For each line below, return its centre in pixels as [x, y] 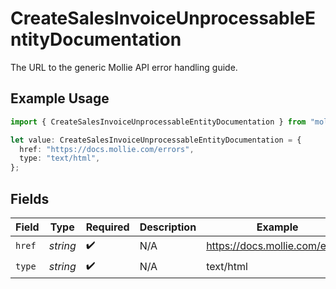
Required [107, 227]
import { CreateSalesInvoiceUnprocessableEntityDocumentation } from [158, 122]
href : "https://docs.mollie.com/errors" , [107, 149]
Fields [30, 198]
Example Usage [60, 98]
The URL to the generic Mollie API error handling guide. [124, 67]
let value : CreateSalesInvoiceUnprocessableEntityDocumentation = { [156, 140]
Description [168, 227]
